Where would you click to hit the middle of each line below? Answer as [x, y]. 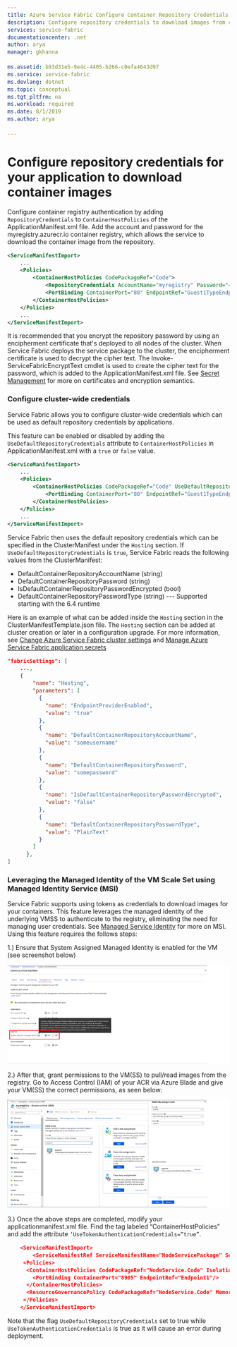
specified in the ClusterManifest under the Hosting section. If [96, 545]
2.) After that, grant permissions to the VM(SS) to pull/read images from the [117, 1075]
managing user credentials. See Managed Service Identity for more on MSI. [117, 927]
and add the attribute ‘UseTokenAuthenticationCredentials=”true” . [104, 1234]
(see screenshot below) [42, 955]
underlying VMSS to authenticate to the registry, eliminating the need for [113, 919]
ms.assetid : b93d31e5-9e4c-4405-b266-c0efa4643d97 [83, 67]
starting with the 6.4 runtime [59, 604]
